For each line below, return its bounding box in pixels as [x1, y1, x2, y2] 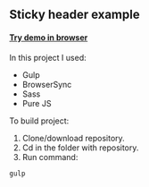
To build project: [9, 115, 70, 126]
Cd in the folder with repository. [21, 142, 139, 153]
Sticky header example [9, 7, 140, 22]
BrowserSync [21, 79, 72, 89]
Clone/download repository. [21, 132, 125, 143]
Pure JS [21, 98, 52, 108]
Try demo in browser [9, 31, 88, 43]
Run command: [21, 151, 79, 162]
